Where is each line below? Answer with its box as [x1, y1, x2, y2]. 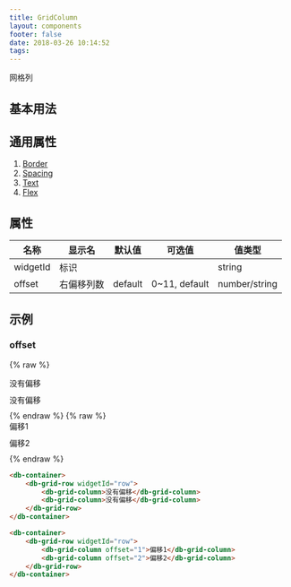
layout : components [9, 22, 82, 30]
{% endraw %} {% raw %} [9, 410, 107, 421]
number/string [218, 278, 278, 290]
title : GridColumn [9, 13, 78, 22]
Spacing [21, 168, 54, 179]
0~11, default [150, 278, 210, 290]
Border [21, 159, 48, 169]
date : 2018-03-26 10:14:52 [9, 38, 110, 47]
